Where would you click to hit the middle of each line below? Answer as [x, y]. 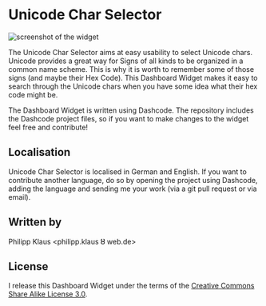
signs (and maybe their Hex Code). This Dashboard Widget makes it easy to [133, 77]
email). [20, 197]
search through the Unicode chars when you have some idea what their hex [133, 86]
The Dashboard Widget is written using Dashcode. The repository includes [131, 110]
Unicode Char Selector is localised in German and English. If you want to [128, 171]
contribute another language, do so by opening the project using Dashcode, [133, 180]
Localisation [40, 152]
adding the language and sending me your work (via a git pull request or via [133, 189]
